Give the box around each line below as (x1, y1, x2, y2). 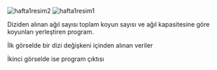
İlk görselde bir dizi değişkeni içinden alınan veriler (7, 41, 153, 49)
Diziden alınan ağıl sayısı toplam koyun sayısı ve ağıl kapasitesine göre (7, 20, 210, 28)
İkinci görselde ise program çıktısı (7, 55, 104, 63)
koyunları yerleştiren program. (7, 28, 94, 36)
